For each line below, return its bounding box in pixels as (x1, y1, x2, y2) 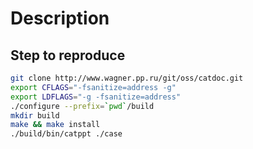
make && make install (10, 120, 101, 130)
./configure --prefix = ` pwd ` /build (10, 101, 155, 111)
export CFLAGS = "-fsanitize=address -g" (10, 82, 177, 92)
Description (10, 7, 110, 30)
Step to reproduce (10, 47, 126, 64)
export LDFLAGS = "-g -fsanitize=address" (10, 92, 182, 102)
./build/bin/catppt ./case (10, 129, 123, 139)
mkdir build (10, 110, 60, 121)
